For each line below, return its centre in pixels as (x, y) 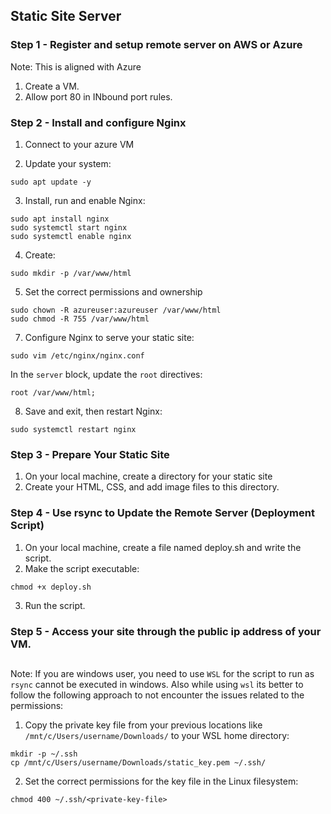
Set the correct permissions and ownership (113, 291)
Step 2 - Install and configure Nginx (98, 122)
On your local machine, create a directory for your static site (148, 476)
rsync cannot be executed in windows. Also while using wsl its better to (157, 684)
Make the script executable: (82, 568)
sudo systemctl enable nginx (71, 236)
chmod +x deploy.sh (51, 587)
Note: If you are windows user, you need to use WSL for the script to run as (162, 673)
